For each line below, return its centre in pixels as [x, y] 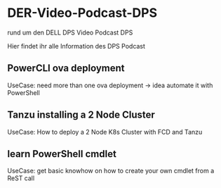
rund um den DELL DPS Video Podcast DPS [70, 32]
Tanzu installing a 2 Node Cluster [81, 115]
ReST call [21, 178]
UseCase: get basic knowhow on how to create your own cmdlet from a [111, 171]
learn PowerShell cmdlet [62, 154]
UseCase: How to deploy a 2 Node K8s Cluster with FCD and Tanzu [105, 132]
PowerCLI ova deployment [66, 68]
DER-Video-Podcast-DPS [82, 13]
